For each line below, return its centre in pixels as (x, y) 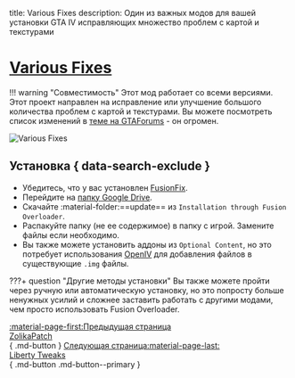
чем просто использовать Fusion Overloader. (94, 309)
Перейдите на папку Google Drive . (87, 197)
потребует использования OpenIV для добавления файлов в (137, 254)
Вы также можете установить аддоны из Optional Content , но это (147, 244)
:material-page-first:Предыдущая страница (90, 326)
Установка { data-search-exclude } (110, 166)
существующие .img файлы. (75, 263)
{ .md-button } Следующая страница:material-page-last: (115, 345)
